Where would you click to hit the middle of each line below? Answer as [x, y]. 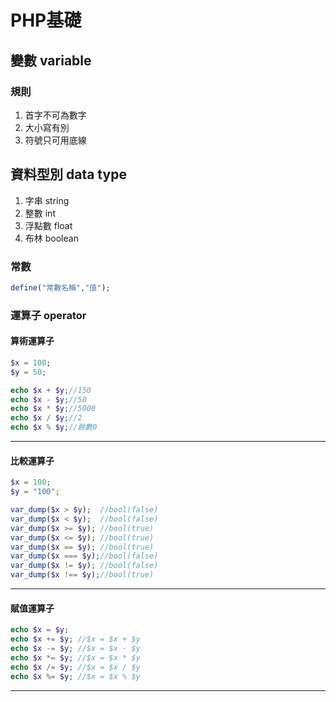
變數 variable [51, 60]
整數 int [40, 213]
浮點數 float [48, 225]
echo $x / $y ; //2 [46, 418]
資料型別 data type [68, 174]
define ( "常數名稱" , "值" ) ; [60, 287]
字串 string [47, 200]
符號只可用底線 [55, 140]
